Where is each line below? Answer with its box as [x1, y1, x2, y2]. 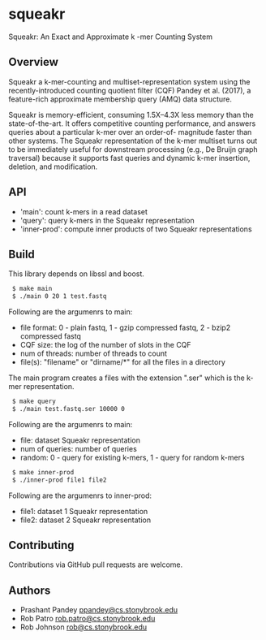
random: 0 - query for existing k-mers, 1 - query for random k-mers [19, 452, 245, 462]
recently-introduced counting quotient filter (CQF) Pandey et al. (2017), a [8, 85, 251, 95]
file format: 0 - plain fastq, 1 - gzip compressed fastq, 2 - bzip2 [19, 322, 231, 333]
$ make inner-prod [11, 468, 75, 476]
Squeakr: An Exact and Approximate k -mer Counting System [8, 32, 213, 41]
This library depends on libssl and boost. [8, 269, 144, 279]
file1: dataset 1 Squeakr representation [19, 506, 148, 516]
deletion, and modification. [8, 162, 98, 171]
